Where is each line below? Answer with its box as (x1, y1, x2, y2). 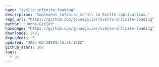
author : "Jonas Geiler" (5, 21, 56, 27)
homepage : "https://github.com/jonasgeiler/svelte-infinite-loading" (5, 26, 155, 31)
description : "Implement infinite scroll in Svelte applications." (5, 12, 150, 17)
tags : (5, 49, 17, 54)
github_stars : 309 (5, 45, 44, 50)
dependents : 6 (5, 36, 35, 41)
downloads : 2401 (5, 31, 39, 36)
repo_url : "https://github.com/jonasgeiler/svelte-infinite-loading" (5, 17, 155, 22)
